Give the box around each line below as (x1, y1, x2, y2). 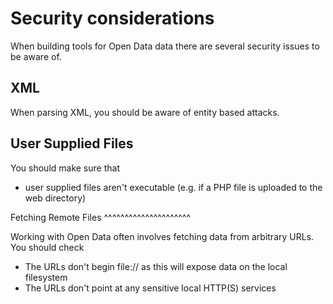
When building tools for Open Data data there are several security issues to (10, 40, 320, 52)
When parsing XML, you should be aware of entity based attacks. (10, 106, 280, 118)
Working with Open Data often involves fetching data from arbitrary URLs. (10, 230, 315, 242)
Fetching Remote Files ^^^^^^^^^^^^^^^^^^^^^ (10, 211, 192, 223)
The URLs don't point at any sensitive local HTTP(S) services (24, 282, 277, 294)
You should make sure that (10, 162, 120, 174)
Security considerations (10, 7, 215, 30)
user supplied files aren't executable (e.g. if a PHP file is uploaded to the (24, 181, 323, 193)
